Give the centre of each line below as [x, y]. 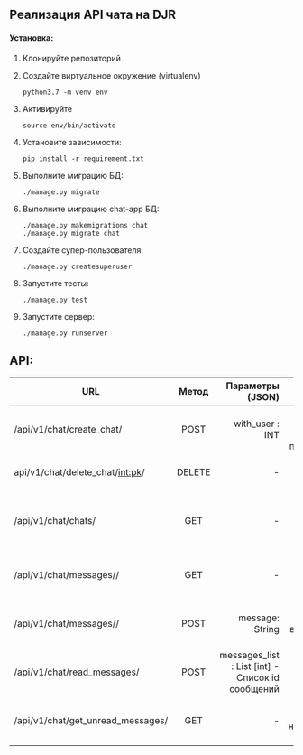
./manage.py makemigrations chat [85, 225]
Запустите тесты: [55, 283]
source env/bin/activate [69, 126]
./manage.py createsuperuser [77, 266]
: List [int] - [255, 666]
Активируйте [47, 108]
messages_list [249, 656]
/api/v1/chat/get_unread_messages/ [91, 721]
